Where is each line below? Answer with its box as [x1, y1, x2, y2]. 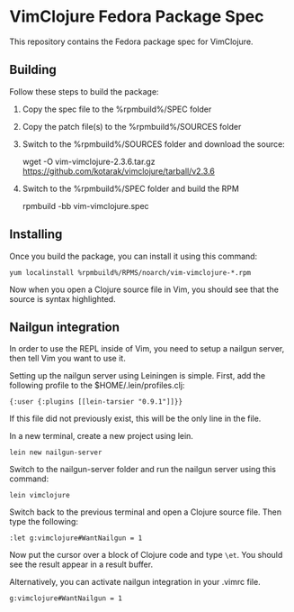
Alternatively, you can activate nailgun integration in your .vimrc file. [9, 577, 261, 588]
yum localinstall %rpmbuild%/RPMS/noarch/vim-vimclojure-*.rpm [9, 268, 252, 277]
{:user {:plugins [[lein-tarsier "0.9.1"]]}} [9, 397, 183, 406]
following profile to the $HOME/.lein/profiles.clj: [9, 380, 185, 391]
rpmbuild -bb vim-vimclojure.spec [22, 200, 150, 211]
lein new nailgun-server [9, 448, 102, 457]
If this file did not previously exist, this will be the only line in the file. [9, 413, 262, 425]
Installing [9, 227, 63, 242]
